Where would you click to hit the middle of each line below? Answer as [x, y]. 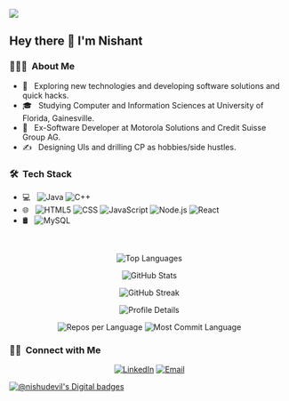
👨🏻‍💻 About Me [42, 67]
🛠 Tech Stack [41, 173]
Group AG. [41, 137]
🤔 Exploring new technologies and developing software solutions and [151, 85]
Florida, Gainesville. [58, 118]
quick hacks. [45, 95]
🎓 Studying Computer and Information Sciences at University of [143, 105]
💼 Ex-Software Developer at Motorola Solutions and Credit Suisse [144, 127]
